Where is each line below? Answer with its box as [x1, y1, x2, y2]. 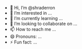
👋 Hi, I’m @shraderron [9, 5, 56, 10]
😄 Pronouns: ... [9, 33, 42, 39]
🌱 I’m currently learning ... [9, 15, 63, 21]
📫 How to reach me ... [9, 26, 56, 32]
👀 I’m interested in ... [9, 10, 52, 16]
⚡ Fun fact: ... [9, 39, 37, 45]
